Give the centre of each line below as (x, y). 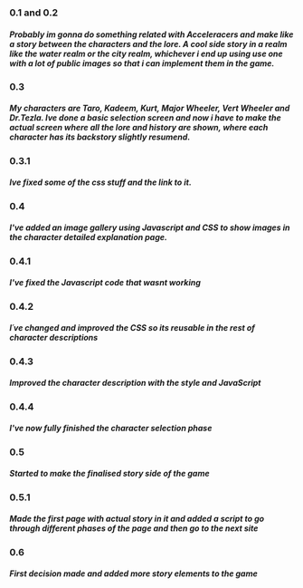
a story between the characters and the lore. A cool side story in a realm (148, 43)
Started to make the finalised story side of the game (109, 474)
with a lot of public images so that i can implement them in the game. (142, 63)
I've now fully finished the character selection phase (111, 429)
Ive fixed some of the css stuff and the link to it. (101, 182)
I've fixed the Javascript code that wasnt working (105, 283)
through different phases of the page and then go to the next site (134, 528)
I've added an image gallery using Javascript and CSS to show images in (150, 227)
